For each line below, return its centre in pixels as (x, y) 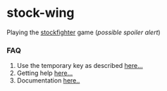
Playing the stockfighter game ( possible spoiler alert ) (83, 32)
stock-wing (41, 13)
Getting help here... (45, 73)
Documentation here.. (48, 80)
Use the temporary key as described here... (80, 66)
